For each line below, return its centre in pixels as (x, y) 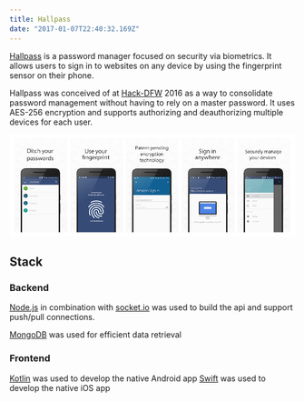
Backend (29, 287)
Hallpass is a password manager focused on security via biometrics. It (141, 55)
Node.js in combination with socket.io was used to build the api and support (151, 307)
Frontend (30, 358)
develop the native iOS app (60, 387)
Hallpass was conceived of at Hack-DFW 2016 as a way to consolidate (141, 93)
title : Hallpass (40, 19)
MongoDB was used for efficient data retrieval (95, 335)
